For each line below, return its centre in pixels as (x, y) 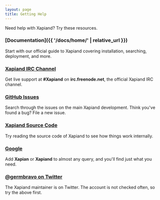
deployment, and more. (28, 56)
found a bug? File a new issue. (36, 113)
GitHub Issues (22, 97)
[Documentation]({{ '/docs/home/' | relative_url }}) (66, 40)
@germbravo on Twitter (34, 177)
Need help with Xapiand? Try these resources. (51, 28)
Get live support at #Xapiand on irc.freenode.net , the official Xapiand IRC (79, 79)
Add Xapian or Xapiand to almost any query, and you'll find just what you (79, 159)
